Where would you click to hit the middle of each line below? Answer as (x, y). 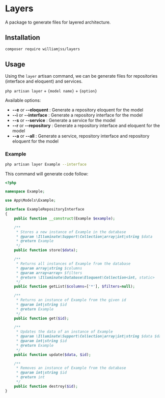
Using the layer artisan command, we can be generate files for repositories (82, 76)
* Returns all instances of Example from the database (73, 264)
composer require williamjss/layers (42, 49)
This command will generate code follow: (47, 174)
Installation (23, 38)
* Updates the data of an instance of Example (64, 332)
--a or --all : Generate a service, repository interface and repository (81, 136)
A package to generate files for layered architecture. (58, 22)
